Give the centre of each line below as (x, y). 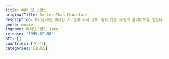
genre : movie (19, 24)
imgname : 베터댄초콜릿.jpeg (32, 29)
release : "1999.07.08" (29, 34)
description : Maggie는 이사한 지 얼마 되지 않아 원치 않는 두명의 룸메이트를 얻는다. (85, 19)
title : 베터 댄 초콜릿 (26, 10)
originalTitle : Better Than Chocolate (46, 15)
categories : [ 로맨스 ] (27, 48)
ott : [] (14, 39)
